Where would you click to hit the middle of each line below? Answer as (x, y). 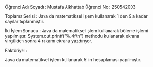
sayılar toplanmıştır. (25, 21)
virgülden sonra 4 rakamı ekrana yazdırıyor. (49, 41)
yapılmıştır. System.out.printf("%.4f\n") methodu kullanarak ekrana (72, 36)
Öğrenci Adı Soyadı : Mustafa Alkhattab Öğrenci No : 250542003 (70, 7)
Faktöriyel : (16, 50)
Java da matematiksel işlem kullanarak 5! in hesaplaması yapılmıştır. (73, 60)
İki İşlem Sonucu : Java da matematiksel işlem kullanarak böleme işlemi (76, 31)
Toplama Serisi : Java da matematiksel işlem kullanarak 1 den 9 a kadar (76, 16)
